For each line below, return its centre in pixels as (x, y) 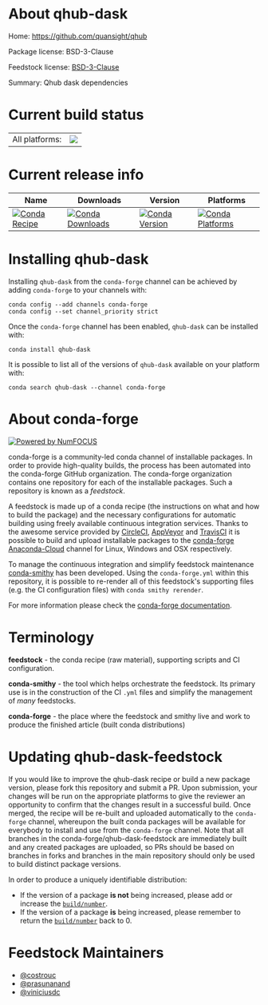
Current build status (76, 115)
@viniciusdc (40, 991)
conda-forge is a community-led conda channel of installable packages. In (130, 457)
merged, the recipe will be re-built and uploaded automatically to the (121, 813)
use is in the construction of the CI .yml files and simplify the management (130, 692)
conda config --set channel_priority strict (83, 311)
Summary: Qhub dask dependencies (68, 82)
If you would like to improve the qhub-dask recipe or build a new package (129, 779)
